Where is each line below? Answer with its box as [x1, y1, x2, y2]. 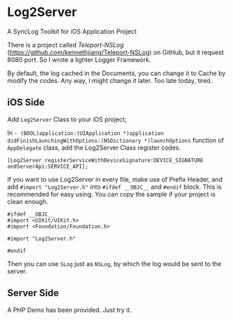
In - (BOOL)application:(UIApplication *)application [7, 128, 164, 136]
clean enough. [7, 197, 49, 205]
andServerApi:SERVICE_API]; [7, 163, 89, 170]
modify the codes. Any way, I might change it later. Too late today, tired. [7, 76, 213, 84]
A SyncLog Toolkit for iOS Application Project [7, 27, 137, 36]
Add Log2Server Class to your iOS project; [7, 115, 127, 123]
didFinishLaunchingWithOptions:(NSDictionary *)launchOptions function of [7, 136, 225, 144]
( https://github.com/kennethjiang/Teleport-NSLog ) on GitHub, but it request [7, 48, 224, 56]
